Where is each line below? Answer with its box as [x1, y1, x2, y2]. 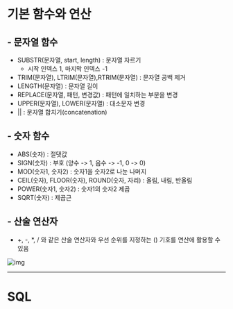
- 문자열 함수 [7, 36, 58, 48]
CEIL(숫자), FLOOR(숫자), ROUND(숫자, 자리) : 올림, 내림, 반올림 [17, 176, 193, 184]
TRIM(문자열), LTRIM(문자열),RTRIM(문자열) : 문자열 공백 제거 [17, 74, 186, 81]
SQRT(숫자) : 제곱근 [17, 193, 72, 201]
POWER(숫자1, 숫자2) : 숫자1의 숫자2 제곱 [17, 185, 130, 193]
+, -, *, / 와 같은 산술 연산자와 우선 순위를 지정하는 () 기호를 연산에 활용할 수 [17, 235, 221, 244]
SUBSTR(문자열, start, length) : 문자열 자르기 [17, 56, 141, 64]
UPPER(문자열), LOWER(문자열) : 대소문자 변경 [17, 99, 146, 108]
